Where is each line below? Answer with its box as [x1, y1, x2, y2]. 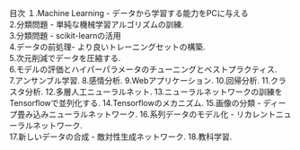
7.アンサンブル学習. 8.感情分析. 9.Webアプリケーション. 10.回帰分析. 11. [9, 75, 271, 85]
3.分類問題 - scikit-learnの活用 [9, 31, 121, 40]
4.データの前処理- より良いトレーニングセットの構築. [9, 41, 206, 52]
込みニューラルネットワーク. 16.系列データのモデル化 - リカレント [32, 109, 277, 119]
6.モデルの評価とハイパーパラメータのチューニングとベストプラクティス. [9, 64, 278, 75]
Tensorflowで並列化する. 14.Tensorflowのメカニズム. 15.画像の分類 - [9, 98, 261, 108]
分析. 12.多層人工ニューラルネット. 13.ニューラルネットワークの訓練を [24, 86, 283, 97]
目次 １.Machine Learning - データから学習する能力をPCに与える [9, 8, 249, 18]
